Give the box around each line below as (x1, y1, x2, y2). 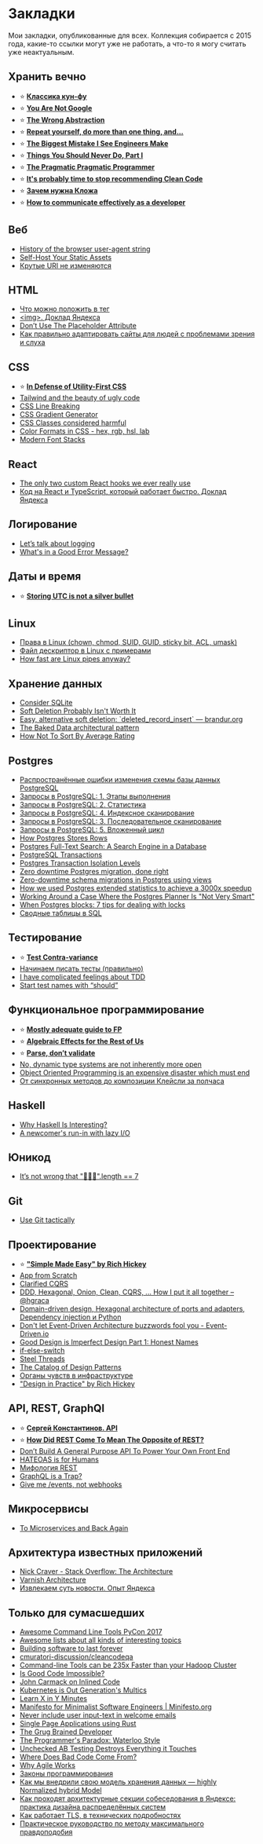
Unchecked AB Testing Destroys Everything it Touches (19, 1744, 197, 1754)
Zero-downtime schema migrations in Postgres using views (19, 875, 212, 884)
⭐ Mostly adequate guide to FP (19, 1024, 122, 1034)
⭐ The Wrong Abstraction (19, 115, 105, 124)
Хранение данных (8, 677, 103, 690)
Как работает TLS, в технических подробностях (19, 1811, 181, 1820)
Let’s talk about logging (19, 539, 96, 548)
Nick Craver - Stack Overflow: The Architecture (19, 1567, 174, 1576)
